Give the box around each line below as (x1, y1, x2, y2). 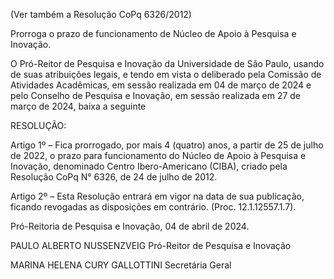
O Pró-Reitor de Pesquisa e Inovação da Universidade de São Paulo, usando (10, 58, 325, 69)
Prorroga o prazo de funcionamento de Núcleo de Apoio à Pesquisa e (10, 28, 297, 39)
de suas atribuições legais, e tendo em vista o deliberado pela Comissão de (10, 69, 322, 80)
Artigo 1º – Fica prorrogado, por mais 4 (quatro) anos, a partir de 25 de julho (10, 139, 324, 151)
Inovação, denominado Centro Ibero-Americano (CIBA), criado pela (10, 160, 288, 172)
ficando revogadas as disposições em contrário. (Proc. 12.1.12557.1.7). (10, 201, 297, 213)
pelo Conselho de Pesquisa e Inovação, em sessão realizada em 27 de (10, 90, 302, 101)
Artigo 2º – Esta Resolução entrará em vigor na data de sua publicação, (10, 190, 305, 202)
